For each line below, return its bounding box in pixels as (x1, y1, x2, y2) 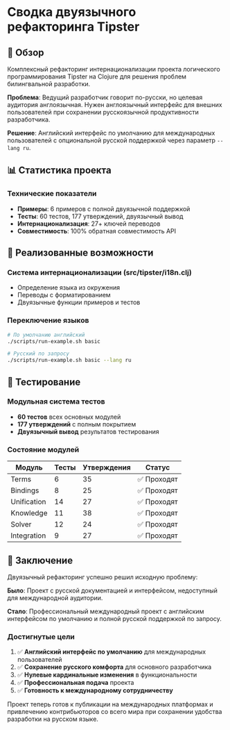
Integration (10, 531, 46, 540)
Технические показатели (7, 189, 97, 199)
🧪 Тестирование (7, 376, 81, 388)
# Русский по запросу (7, 350, 70, 358)
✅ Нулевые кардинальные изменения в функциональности (17, 671, 197, 679)
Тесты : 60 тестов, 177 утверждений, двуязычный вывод (17, 212, 184, 220)
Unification (10, 497, 46, 507)
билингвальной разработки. (7, 80, 91, 88)
